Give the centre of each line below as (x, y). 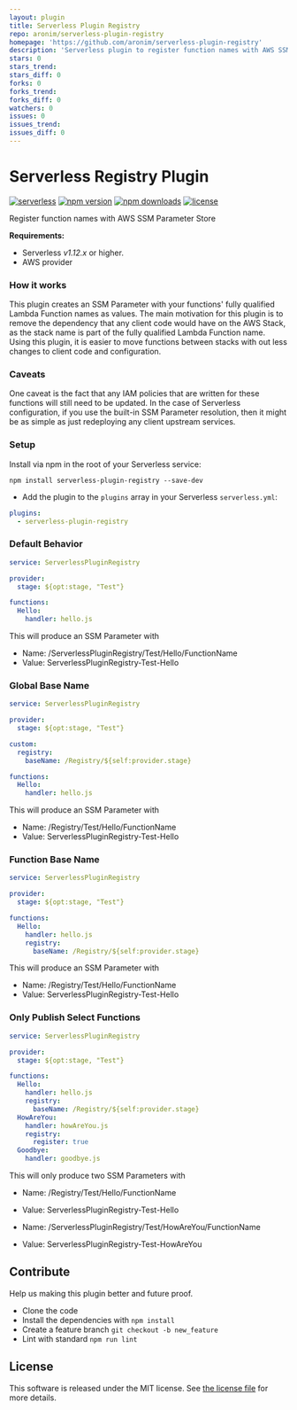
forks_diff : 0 (35, 100)
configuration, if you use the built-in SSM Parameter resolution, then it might (148, 412)
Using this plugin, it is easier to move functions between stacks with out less (148, 342)
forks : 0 (25, 83)
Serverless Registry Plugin (109, 177)
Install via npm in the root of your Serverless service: (105, 464)
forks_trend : (33, 91)
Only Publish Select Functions (75, 1017)
